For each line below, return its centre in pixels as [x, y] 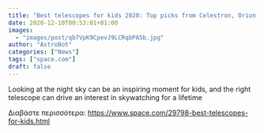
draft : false [30, 67]
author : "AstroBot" [40, 45]
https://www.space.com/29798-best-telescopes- [168, 113]
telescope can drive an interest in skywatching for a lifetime [106, 97]
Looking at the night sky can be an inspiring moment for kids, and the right [130, 89]
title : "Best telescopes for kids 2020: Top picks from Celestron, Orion [132, 15]
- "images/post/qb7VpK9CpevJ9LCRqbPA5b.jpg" [90, 37]
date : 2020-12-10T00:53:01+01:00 [63, 23]
